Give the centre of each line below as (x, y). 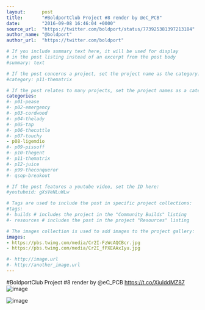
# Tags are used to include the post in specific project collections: (99, 203)
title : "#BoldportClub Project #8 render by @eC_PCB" (85, 18)
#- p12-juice (23, 164)
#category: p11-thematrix (39, 79)
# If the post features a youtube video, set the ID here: (83, 187)
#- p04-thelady (26, 119)
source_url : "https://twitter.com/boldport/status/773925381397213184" (101, 29)
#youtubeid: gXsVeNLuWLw (38, 192)
